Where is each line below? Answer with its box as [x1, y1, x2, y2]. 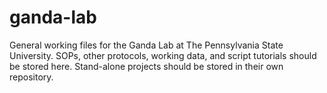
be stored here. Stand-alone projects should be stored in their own [9, 60, 284, 72]
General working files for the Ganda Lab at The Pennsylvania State [9, 39, 284, 51]
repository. [9, 71, 54, 83]
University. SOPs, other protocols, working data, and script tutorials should [9, 49, 317, 61]
